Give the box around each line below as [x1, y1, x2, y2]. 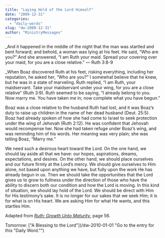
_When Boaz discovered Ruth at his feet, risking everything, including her [5, 69, 154, 74]
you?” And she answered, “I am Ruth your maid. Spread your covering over [5, 54, 158, 60]
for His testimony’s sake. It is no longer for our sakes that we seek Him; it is [5, 193, 158, 199]
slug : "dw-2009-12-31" [5, 26, 52, 31]
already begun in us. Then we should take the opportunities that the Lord [5, 172, 153, 177]
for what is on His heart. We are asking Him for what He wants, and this [5, 198, 150, 204]
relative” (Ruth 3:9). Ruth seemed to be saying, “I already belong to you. [5, 90, 151, 96]
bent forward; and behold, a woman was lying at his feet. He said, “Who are [5, 49, 159, 55]
